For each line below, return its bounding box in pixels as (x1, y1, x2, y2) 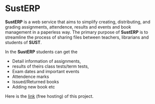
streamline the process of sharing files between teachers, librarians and (5, 34, 149, 40)
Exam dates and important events (12, 68, 80, 74)
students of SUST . (5, 39, 42, 45)
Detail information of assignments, (12, 58, 81, 64)
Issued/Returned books (12, 78, 59, 85)
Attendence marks (12, 74, 50, 79)
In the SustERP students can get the (5, 49, 78, 55)
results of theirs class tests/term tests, (12, 63, 89, 69)
